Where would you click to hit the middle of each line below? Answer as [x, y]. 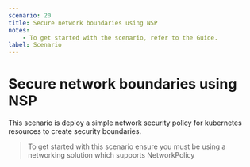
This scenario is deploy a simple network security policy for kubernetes [125, 123]
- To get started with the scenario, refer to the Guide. [120, 38]
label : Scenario [35, 45]
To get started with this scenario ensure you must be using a [127, 146]
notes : [19, 30]
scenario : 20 [30, 15]
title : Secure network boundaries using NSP [83, 23]
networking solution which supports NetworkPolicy [111, 155]
